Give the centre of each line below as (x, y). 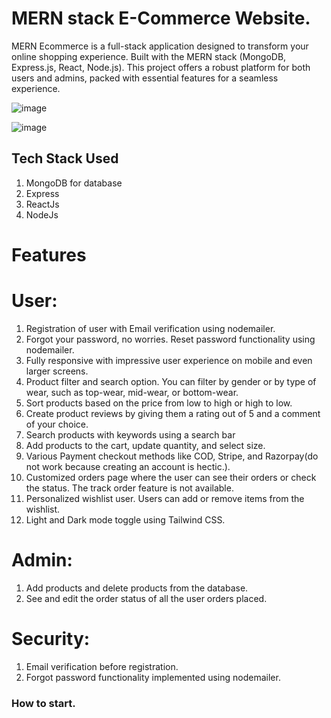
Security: (51, 639)
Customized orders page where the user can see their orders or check (171, 477)
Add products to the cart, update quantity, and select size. (145, 445)
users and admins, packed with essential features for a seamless (145, 78)
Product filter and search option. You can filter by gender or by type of (171, 381)
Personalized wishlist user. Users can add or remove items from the (165, 498)
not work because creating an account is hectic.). (128, 466)
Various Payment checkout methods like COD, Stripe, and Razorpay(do (172, 456)
